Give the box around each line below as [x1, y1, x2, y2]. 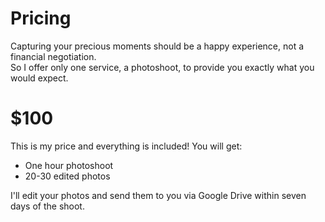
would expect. [10, 72, 69, 84]
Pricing [10, 7, 72, 30]
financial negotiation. [10, 50, 97, 62]
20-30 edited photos [24, 170, 111, 182]
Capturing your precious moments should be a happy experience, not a [10, 40, 305, 52]
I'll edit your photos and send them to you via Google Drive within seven [10, 189, 307, 201]
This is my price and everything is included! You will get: [10, 140, 243, 152]
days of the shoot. [10, 200, 85, 212]
